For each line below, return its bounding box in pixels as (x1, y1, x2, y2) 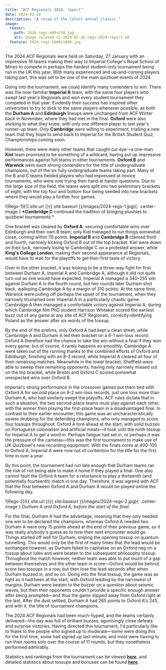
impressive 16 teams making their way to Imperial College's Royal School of (5, 58, 160, 65)
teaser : (9, 26, 26, 31)
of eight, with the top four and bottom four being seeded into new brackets (5, 188, 158, 194)
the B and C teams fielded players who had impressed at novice (5, 172, 136, 179)
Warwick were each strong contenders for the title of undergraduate (5, 162, 145, 168)
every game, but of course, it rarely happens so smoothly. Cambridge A (5, 343, 152, 349)
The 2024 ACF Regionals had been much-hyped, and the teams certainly (5, 612, 155, 618)
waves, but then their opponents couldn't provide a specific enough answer (5, 587, 160, 593)
